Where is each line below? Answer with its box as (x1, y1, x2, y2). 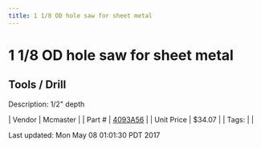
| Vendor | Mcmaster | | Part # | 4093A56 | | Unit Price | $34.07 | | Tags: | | (8, 114, 255, 124)
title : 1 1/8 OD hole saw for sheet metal (8, 11, 153, 20)
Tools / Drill (8, 78, 67, 92)
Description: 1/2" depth (8, 99, 85, 109)
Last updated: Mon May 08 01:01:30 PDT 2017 (8, 130, 161, 140)
